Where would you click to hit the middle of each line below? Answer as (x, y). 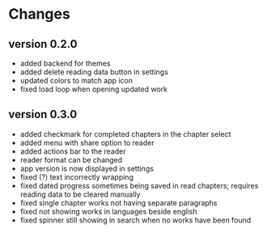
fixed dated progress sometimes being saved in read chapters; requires (139, 185)
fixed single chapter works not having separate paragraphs (119, 202)
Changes (39, 14)
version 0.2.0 (43, 44)
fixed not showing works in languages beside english (108, 211)
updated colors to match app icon (76, 80)
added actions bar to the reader (73, 151)
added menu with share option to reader (87, 142)
